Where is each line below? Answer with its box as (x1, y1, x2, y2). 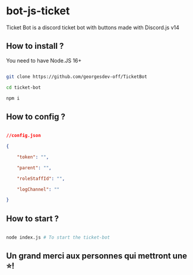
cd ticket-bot (6, 85, 42, 90)
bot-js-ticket (6, 4, 70, 18)
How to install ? (6, 41, 64, 51)
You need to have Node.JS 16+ (6, 57, 82, 64)
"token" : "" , (17, 154, 49, 160)
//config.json (6, 133, 42, 139)
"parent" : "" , (17, 165, 52, 171)
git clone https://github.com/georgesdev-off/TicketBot (6, 73, 147, 80)
